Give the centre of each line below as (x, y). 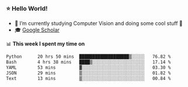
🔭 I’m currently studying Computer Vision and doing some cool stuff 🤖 (98, 23)
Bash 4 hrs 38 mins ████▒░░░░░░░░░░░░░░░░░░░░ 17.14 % (88, 62)
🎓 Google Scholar (37, 30)
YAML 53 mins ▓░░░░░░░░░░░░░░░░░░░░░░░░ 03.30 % (88, 68)
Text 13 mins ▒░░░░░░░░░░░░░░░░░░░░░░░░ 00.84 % (88, 78)
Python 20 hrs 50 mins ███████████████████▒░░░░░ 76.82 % (88, 57)
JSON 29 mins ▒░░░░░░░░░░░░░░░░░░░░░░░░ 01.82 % (88, 73)
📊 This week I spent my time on (46, 44)
